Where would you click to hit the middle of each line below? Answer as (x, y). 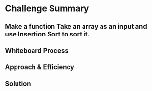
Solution (18, 83)
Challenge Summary (47, 9)
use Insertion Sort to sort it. (48, 34)
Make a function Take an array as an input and (76, 27)
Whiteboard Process (37, 50)
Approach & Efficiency (40, 67)
